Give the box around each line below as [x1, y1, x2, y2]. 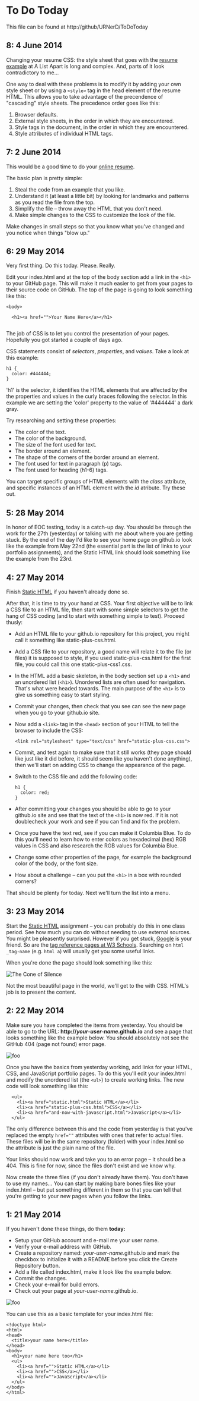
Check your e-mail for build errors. [14, 1281, 99, 1288]
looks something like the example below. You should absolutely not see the [6, 1034, 189, 1041]
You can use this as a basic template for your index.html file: [6, 1311, 153, 1318]
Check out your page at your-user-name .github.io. [14, 1287, 138, 1295]
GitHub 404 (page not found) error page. [6, 1040, 106, 1047]
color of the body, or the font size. [14, 860, 98, 867]
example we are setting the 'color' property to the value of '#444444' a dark [6, 399, 193, 406]
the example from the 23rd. [6, 555, 73, 563]
